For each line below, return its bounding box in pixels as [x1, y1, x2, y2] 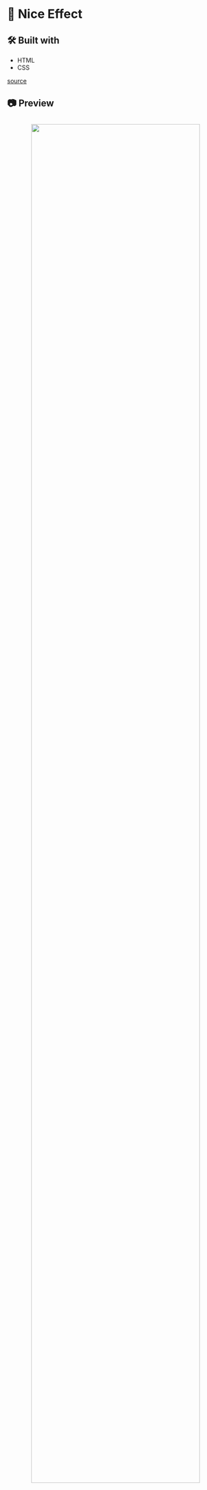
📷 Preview [7, 98, 54, 109]
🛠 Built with [7, 34, 60, 46]
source [7, 77, 28, 85]
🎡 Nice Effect [7, 6, 83, 22]
